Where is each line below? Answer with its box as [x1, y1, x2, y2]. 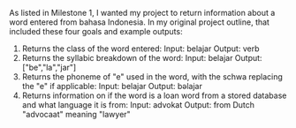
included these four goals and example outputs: [9, 26, 183, 36]
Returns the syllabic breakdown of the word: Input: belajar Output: [21, 53, 262, 63]
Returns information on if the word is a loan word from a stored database [21, 90, 287, 101]
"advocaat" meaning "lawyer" [21, 109, 131, 119]
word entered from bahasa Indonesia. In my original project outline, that [9, 17, 269, 27]
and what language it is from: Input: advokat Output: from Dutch [21, 100, 254, 109]
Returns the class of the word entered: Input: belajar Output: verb [21, 43, 260, 54]
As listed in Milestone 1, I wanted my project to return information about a [9, 8, 276, 18]
